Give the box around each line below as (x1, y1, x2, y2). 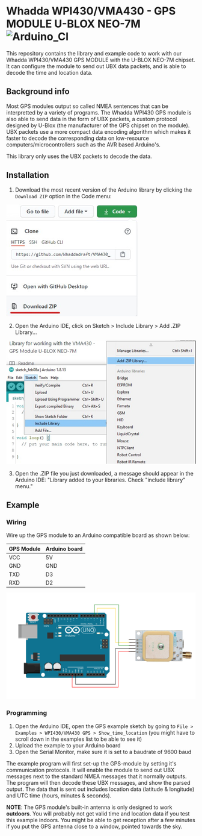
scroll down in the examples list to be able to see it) (14, 735, 142, 743)
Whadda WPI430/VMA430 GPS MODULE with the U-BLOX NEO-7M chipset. (6, 56, 195, 63)
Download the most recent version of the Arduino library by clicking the (14, 186, 192, 193)
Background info (6, 86, 70, 97)
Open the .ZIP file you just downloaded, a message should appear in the (14, 470, 194, 477)
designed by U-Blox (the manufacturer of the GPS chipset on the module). (6, 122, 190, 129)
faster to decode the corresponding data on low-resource (6, 134, 149, 142)
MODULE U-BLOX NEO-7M (6, 17, 141, 31)
